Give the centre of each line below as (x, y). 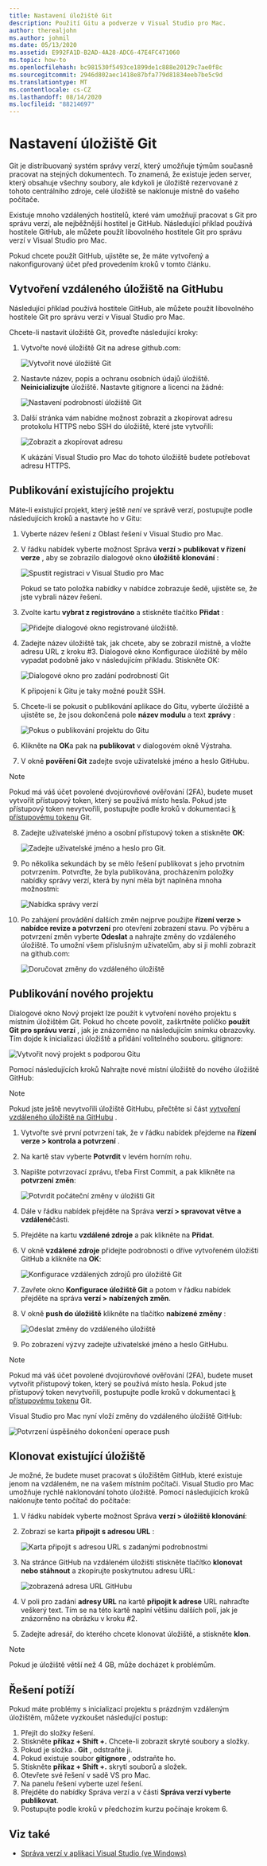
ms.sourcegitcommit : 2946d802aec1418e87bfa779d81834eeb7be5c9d (116, 75)
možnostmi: (40, 889)
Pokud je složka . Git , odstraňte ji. (76, 1750)
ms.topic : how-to (38, 60)
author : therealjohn (43, 30)
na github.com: (45, 953)
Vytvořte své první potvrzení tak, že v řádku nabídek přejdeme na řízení (138, 1132)
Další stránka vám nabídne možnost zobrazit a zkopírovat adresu (126, 418)
